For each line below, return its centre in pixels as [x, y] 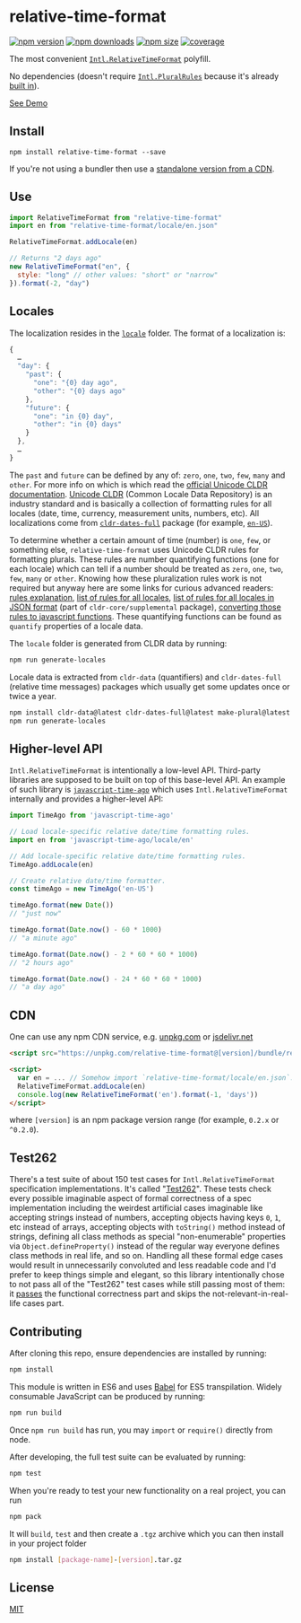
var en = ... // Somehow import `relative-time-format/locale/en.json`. [156, 1078]
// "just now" [36, 914]
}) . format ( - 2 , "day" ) [50, 283]
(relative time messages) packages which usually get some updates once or [150, 686]
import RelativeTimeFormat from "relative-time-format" [116, 217]
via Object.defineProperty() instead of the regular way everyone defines [145, 1246]
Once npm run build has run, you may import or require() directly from [141, 1430]
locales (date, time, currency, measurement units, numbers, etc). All [134, 513]
